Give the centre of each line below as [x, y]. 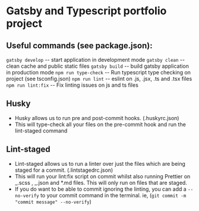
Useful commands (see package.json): [79, 45]
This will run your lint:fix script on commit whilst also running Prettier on [102, 176]
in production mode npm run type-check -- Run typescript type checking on [99, 72]
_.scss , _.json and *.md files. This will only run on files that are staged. [101, 182]
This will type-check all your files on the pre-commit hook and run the [100, 124]
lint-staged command [41, 130]
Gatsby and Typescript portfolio [86, 11]
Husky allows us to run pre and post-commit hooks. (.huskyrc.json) [97, 118]
